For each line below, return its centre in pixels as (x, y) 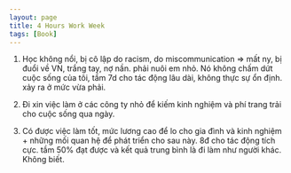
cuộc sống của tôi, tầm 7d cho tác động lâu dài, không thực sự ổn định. (152, 78)
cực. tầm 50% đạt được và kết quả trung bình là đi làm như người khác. (152, 150)
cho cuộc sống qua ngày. (68, 114)
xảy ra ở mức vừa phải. (64, 87)
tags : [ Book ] (33, 34)
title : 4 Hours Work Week (57, 26)
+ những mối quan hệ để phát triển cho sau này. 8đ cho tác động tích (149, 141)
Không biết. (43, 160)
